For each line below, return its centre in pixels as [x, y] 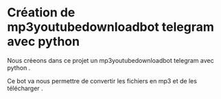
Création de [41, 13]
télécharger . [25, 88]
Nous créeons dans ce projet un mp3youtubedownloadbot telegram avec [110, 60]
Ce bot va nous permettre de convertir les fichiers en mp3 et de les [102, 81]
